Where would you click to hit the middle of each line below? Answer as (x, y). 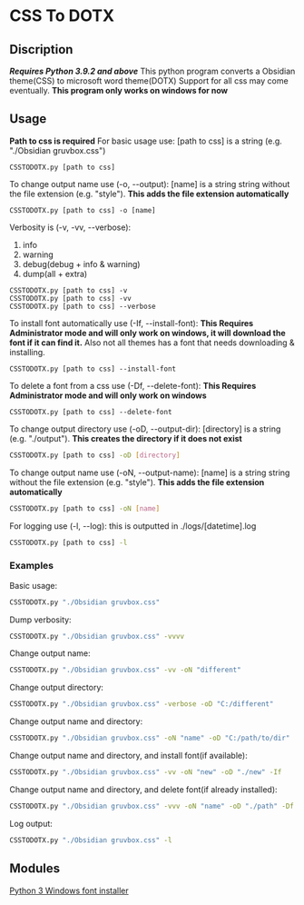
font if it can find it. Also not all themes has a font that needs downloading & (152, 343)
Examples (32, 566)
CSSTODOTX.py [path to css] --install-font (93, 369)
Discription (41, 50)
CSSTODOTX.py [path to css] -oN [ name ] (85, 508)
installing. (27, 352)
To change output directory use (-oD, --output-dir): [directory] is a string (145, 429)
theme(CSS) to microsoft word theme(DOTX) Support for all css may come (149, 81)
